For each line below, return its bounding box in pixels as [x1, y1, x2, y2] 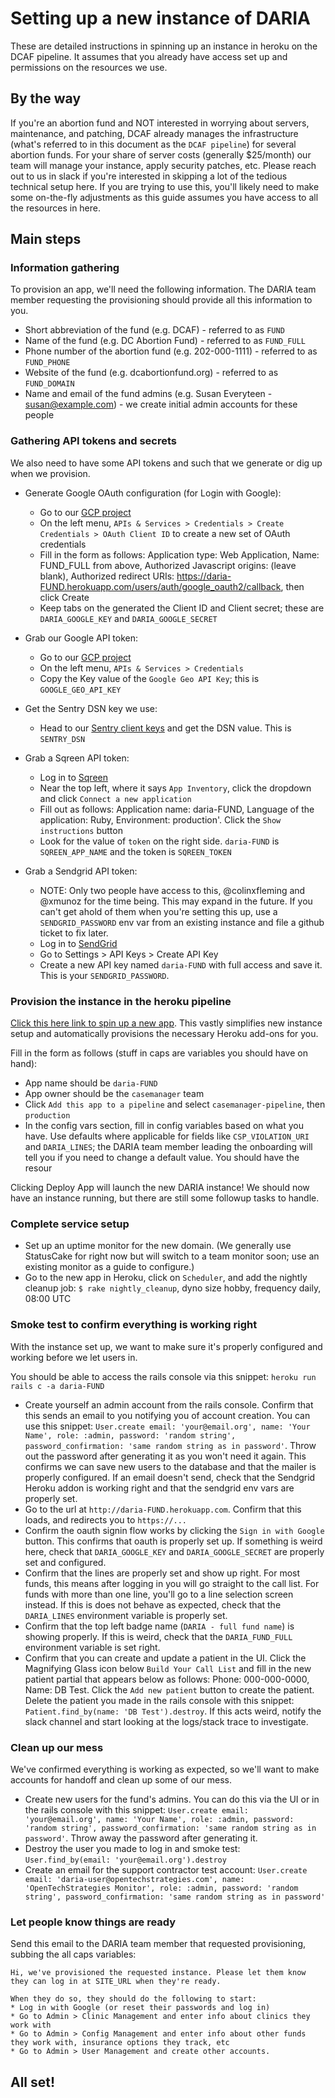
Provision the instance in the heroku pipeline [10, 994, 232, 1008]
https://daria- [176, 570, 232, 582]
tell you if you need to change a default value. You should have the [24, 1152, 300, 1164]
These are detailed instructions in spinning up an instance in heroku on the [10, 40, 318, 52]
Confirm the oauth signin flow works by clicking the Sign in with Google [24, 1524, 325, 1536]
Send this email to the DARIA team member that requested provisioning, [10, 1938, 307, 1950]
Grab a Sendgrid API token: [24, 865, 138, 877]
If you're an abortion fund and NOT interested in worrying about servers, [10, 117, 310, 129]
